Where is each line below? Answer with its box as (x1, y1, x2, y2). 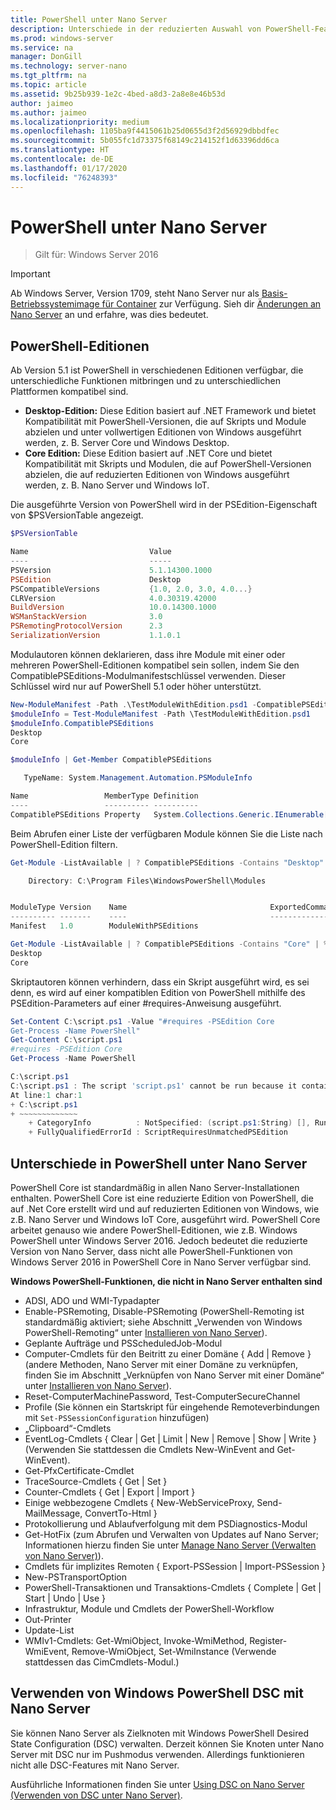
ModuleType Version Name (10, 902, 128, 913)
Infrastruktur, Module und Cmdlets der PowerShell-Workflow (24, 1602, 275, 1615)
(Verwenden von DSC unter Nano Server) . (10, 1789, 183, 1801)
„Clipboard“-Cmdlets (24, 1422, 112, 1434)
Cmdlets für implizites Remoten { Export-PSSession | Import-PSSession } (24, 1560, 326, 1572)
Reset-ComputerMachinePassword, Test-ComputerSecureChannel (24, 1390, 301, 1402)
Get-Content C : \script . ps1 (10, 1035, 123, 1045)
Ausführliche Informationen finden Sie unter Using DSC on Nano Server (10, 1778, 305, 1790)
